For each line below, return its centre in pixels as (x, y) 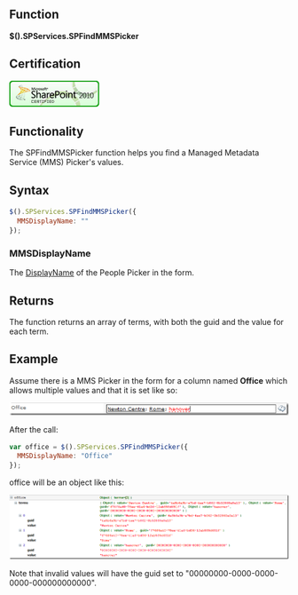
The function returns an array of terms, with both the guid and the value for (146, 321)
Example (34, 359)
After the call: (34, 429)
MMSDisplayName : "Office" (65, 456)
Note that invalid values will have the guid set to (96, 573)
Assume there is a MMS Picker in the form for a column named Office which (149, 380)
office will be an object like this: (67, 482)
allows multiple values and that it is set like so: (94, 390)
